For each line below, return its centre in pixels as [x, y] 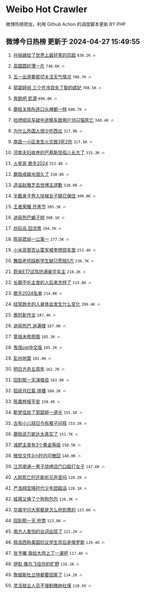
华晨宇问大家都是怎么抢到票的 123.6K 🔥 [54, 509]
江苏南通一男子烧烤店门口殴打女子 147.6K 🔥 [59, 466]
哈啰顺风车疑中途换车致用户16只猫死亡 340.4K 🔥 [63, 120]
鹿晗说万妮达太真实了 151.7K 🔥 [46, 434]
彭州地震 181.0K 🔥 [32, 358]
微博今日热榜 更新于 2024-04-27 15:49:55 [73, 42]
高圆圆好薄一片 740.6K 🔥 [39, 66]
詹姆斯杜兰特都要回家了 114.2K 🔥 [48, 575]
